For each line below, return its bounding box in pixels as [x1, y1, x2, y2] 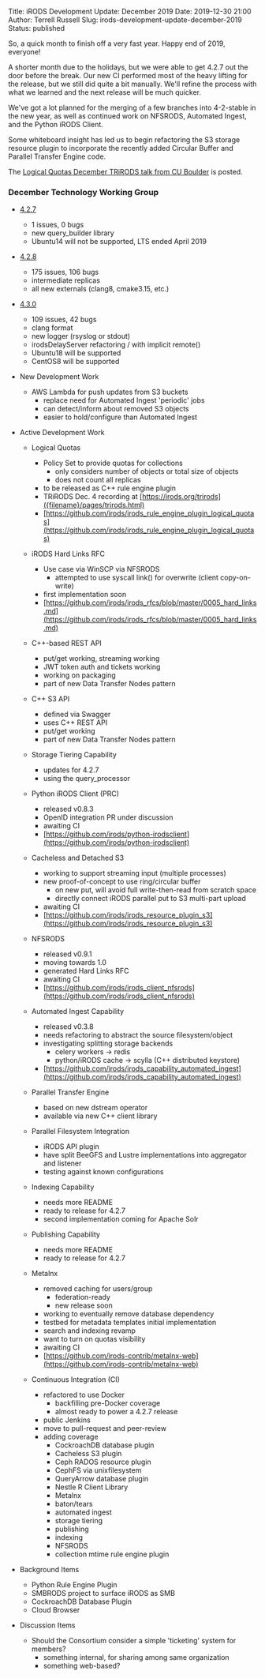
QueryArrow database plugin [54, 1474, 148, 1484]
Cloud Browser [31, 1605, 80, 1615]
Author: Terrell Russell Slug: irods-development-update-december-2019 [8, 15, 242, 24]
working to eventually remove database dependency [43, 1309, 215, 1319]
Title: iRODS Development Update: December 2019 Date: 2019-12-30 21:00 [8, 7, 252, 16]
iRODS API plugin [43, 1142, 100, 1151]
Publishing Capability [31, 1229, 101, 1239]
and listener [43, 1158, 82, 1168]
